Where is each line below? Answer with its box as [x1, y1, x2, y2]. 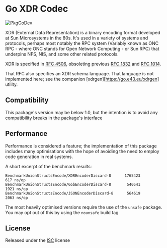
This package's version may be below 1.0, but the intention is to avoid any [5, 109, 158, 115]
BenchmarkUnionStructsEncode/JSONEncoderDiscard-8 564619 [5, 190, 141, 196]
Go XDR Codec [5, 3, 68, 15]
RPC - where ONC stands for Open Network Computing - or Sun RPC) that [5, 45, 159, 52]
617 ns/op [5, 177, 26, 182]
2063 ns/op [5, 195, 28, 200]
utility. [5, 81, 18, 87]
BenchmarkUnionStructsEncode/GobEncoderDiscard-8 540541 [5, 182, 141, 187]
